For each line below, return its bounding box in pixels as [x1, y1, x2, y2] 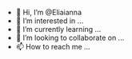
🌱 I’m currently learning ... [15, 25, 102, 33]
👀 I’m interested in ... [15, 16, 84, 26]
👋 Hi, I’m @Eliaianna [15, 8, 82, 17]
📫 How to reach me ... [15, 42, 90, 51]
